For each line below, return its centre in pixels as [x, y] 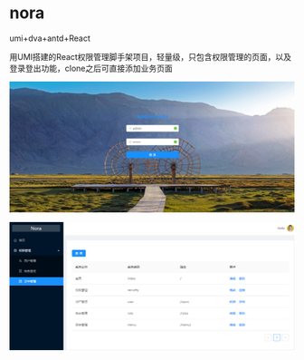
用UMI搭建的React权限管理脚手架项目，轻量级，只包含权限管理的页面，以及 [151, 56]
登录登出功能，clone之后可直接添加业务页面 [91, 68]
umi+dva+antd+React [50, 38]
